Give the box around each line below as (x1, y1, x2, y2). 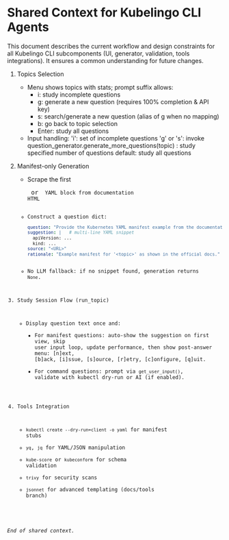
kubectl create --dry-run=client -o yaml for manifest (26, 426, 167, 433)
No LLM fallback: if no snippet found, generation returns (27, 268, 200, 275)
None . (27, 274, 42, 281)
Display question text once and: (26, 320, 121, 327)
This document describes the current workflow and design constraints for (7, 42, 215, 50)
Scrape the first (27, 175, 72, 183)
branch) (26, 492, 48, 500)
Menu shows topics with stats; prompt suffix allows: (27, 83, 174, 91)
